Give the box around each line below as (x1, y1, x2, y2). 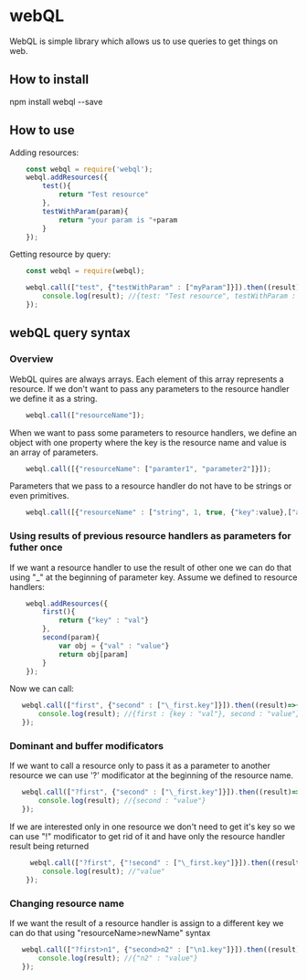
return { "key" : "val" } (58, 616, 149, 626)
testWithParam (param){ (42, 206, 129, 216)
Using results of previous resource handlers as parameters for (9, 530, 292, 543)
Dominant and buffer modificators (9, 739, 164, 752)
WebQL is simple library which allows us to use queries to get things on (9, 36, 279, 47)
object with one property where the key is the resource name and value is (9, 437, 287, 448)
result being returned (9, 840, 90, 851)
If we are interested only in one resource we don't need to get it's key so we (9, 821, 295, 832)
